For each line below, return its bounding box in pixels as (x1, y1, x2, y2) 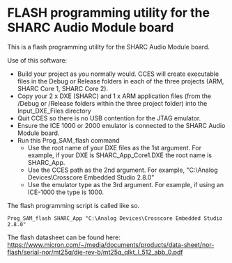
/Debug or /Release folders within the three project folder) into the (17, 99, 208, 107)
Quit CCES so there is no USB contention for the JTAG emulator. (17, 113, 201, 122)
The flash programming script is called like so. (7, 201, 140, 209)
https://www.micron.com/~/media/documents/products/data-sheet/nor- (7, 240, 215, 248)
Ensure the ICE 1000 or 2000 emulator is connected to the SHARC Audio (17, 121, 226, 129)
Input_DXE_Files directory (17, 106, 92, 115)
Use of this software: (7, 56, 68, 64)
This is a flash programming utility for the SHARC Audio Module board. (7, 42, 210, 51)
